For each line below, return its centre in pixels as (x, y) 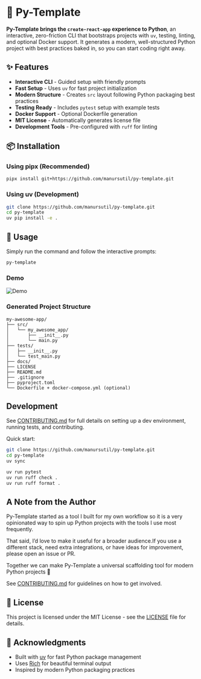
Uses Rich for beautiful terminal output (63, 663)
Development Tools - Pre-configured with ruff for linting (86, 127)
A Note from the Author (51, 502)
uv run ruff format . (33, 483)
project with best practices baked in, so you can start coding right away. (96, 48)
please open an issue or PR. (41, 554)
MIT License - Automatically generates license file (78, 120)
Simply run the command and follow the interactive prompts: (81, 251)
